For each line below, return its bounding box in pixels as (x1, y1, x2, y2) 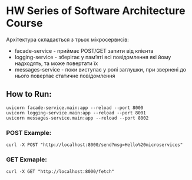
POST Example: (6, 128, 52, 137)
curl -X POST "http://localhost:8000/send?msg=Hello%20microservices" (6, 142, 183, 148)
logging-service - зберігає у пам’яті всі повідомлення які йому (14, 53, 171, 60)
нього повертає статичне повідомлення (14, 72, 115, 79)
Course (6, 16, 43, 30)
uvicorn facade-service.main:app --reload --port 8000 (6, 104, 144, 111)
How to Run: (6, 89, 52, 99)
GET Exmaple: (6, 155, 47, 164)
